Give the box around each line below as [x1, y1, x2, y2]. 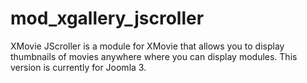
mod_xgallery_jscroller [10, 7, 205, 30]
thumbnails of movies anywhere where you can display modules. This [10, 50, 298, 62]
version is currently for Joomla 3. [10, 61, 147, 73]
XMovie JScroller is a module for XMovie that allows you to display [10, 40, 285, 52]
